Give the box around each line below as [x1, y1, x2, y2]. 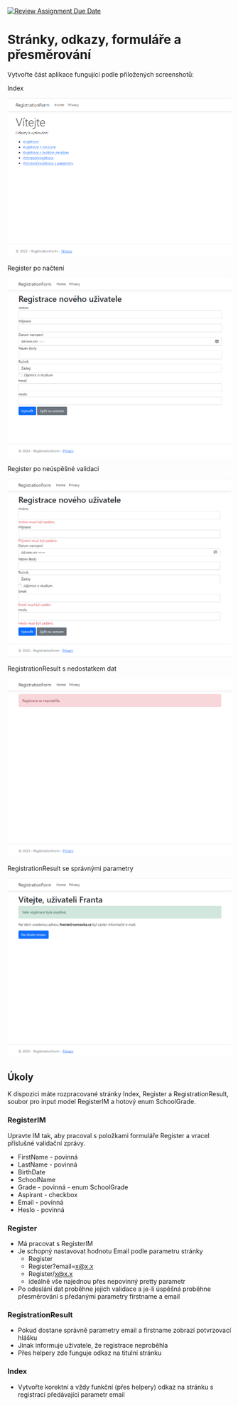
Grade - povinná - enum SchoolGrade [17, 1183, 129, 1191]
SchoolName [17, 1175, 56, 1184]
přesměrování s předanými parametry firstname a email [17, 1292, 180, 1300]
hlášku [17, 1334, 38, 1342]
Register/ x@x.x [28, 1269, 73, 1278]
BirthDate [17, 1167, 46, 1176]
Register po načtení [7, 264, 65, 272]
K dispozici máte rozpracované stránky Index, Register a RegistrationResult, [7, 1090, 229, 1098]
